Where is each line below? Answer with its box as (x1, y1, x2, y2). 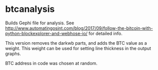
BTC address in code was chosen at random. (5, 60, 97, 66)
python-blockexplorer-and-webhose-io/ (5, 30, 87, 36)
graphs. (5, 51, 21, 57)
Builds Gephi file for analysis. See (5, 20, 74, 26)
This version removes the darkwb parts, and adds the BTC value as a (5, 40, 147, 46)
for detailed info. (88, 30, 122, 36)
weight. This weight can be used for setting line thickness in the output (5, 45, 151, 51)
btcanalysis (5, 3, 55, 15)
